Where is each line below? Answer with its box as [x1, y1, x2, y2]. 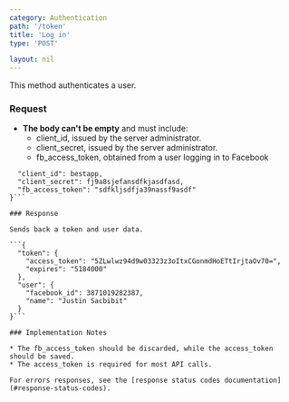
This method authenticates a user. [9, 80, 137, 91]
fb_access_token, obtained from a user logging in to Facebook [35, 152, 269, 163]
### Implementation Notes [9, 328, 107, 338]
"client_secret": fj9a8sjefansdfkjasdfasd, [17, 178, 184, 187]
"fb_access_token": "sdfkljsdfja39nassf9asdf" [17, 185, 197, 195]
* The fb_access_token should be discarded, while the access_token [9, 344, 274, 354]
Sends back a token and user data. [9, 225, 144, 234]
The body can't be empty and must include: [22, 123, 188, 134]
